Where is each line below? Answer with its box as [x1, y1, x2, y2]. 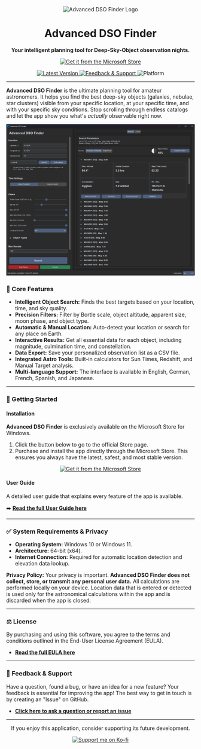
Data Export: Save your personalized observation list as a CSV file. [14, 349, 181, 356]
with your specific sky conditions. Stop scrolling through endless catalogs [6, 106, 188, 113]
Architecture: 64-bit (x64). [14, 547, 83, 554]
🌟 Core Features [6, 285, 54, 293]
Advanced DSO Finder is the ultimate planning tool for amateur [6, 87, 162, 94]
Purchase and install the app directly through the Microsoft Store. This [14, 448, 188, 455]
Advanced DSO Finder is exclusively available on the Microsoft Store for [6, 423, 185, 430]
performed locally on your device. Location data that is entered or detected [6, 584, 191, 591]
